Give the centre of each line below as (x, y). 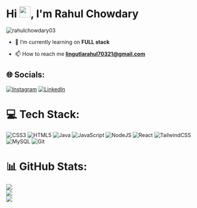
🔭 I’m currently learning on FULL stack (62, 42)
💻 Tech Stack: (43, 114)
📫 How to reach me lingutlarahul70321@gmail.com (80, 54)
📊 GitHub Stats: (47, 166)
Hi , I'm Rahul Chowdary (73, 14)
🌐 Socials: (26, 75)
